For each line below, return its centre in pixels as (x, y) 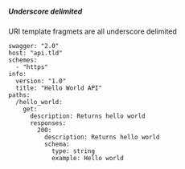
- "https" (32, 67)
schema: (57, 144)
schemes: (23, 60)
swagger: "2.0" (34, 46)
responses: (48, 123)
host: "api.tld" (35, 53)
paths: (19, 95)
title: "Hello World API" (59, 88)
